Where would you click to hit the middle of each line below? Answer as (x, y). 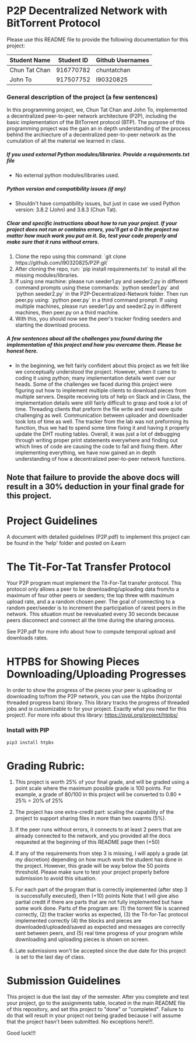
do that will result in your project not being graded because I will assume (94, 1016)
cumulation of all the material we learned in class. (66, 141)
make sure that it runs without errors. (53, 242)
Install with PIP (28, 730)
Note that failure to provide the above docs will (93, 477)
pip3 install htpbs (30, 742)
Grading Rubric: (46, 766)
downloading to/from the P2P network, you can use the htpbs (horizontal (94, 696)
